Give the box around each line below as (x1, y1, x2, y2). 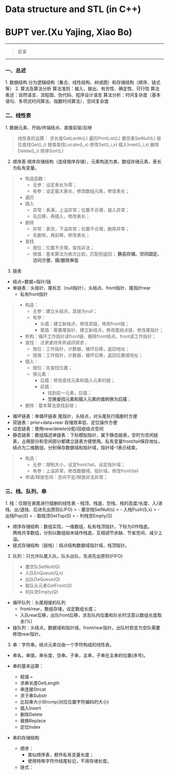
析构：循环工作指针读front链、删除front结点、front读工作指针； (25, 333, 156, 339)
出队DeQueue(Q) (25, 576, 60, 582)
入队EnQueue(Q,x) (25, 570, 63, 576)
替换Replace (20, 718, 46, 724)
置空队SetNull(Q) (25, 564, 60, 570)
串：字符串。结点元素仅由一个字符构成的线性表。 (12, 642, 114, 648)
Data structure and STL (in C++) (5, 4, 141, 15)
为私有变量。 (12, 164, 39, 170)
